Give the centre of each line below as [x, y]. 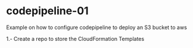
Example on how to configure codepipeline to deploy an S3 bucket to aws [97, 27]
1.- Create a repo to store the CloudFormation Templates [75, 39]
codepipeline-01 [47, 11]
